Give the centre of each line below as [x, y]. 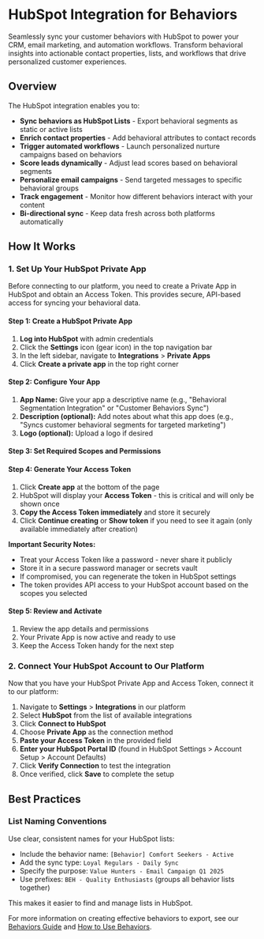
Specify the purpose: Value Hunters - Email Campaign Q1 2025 [122, 870]
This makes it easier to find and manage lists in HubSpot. [100, 903]
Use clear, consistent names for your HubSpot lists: [91, 839]
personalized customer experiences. [68, 62]
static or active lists [51, 129]
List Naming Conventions [58, 821]
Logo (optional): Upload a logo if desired [86, 433]
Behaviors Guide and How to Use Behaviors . [80, 926]
